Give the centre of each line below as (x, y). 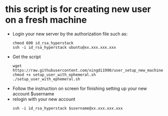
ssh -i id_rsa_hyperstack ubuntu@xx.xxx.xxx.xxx (64, 47)
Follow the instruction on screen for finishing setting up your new (79, 88)
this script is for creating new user (78, 9)
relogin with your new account (44, 99)
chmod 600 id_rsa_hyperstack (43, 43)
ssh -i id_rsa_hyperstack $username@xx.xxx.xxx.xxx (67, 108)
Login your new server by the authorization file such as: (70, 34)
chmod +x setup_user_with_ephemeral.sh (54, 75)
